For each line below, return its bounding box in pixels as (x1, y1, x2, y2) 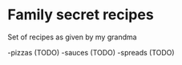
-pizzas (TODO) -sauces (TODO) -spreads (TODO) (7, 47, 175, 57)
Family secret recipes (7, 6, 154, 24)
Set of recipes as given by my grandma (7, 32, 137, 42)
